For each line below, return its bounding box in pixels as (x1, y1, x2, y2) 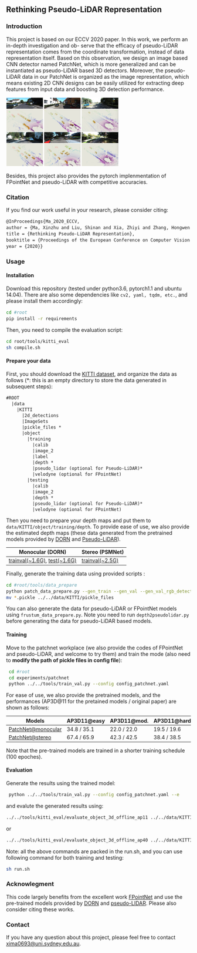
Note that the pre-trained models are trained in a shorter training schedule (6, 747, 185, 754)
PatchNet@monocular (8, 726, 62, 733)
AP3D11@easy (66, 717, 106, 724)
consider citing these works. (6, 905, 75, 912)
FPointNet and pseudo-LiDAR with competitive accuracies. (6, 179, 148, 186)
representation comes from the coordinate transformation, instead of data (6, 48, 185, 55)
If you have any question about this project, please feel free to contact (6, 934, 176, 941)
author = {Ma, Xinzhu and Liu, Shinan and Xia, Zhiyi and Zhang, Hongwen (6, 225, 191, 231)
